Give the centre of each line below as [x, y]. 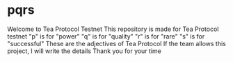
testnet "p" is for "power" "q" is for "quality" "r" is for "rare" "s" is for [106, 36]
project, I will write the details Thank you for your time [84, 51]
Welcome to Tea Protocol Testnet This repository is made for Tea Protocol [113, 29]
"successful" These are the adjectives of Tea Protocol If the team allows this [116, 43]
